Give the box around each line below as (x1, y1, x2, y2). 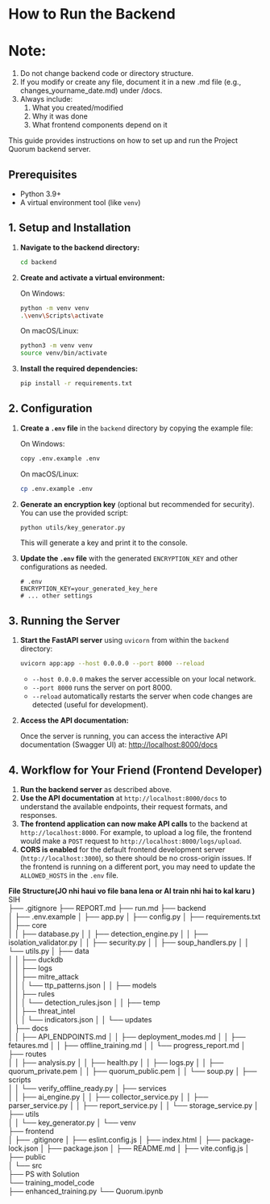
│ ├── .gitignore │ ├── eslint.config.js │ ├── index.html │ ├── (8, 1135, 220, 1144)
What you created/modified (31, 103, 123, 113)
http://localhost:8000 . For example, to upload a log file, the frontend (19, 827, 252, 837)
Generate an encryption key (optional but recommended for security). (19, 499, 255, 509)
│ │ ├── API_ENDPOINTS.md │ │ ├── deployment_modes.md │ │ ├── (8, 1031, 246, 1042)
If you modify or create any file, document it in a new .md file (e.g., (19, 78, 242, 87)
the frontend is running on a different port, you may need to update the (19, 862, 255, 871)
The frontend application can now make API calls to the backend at (19, 819, 248, 829)
